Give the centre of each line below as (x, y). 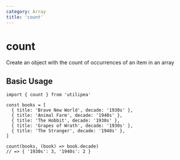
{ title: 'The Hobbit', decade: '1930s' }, (66, 121)
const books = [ (26, 105)
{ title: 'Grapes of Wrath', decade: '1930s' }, (72, 126)
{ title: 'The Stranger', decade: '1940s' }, (68, 131)
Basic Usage (30, 81)
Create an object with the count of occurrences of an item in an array (90, 63)
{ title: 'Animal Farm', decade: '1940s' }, (67, 116)
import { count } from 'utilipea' (49, 95)
